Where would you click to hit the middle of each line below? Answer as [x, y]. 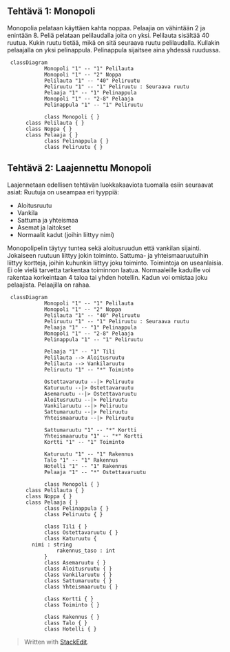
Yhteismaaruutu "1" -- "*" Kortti [93, 436]
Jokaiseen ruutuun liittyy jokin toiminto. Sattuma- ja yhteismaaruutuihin [108, 255]
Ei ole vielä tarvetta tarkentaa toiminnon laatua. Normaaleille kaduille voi [109, 270]
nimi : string [52, 544]
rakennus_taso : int [86, 551]
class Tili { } [66, 527]
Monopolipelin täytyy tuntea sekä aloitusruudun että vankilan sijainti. [104, 248]
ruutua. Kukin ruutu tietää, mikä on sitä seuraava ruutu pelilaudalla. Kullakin [114, 42]
